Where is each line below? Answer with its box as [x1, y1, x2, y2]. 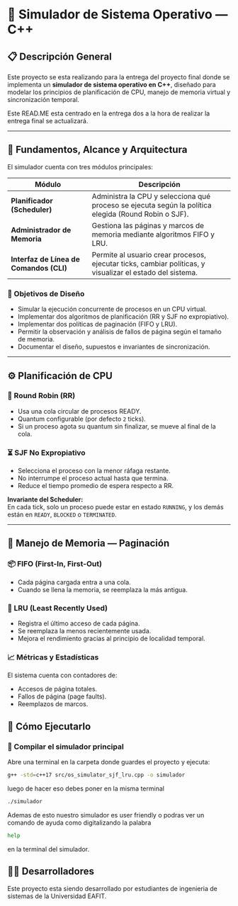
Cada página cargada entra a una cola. [17, 577, 131, 587]
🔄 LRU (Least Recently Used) [7, 603, 108, 613]
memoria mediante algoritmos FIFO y [91, 230, 215, 239]
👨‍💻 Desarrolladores [7, 866, 94, 878]
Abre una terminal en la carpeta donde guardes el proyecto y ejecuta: [7, 758, 210, 766]
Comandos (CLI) [11, 263, 67, 273]
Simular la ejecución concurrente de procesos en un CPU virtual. [17, 305, 208, 314]
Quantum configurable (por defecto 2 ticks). [17, 414, 147, 423]
